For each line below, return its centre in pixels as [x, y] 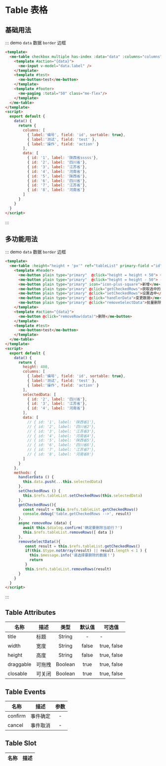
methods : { [25, 472]
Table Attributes [30, 613]
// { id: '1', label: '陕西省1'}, [62, 422]
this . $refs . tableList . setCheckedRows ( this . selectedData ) [83, 495]
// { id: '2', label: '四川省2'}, [62, 426]
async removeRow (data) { [45, 523]
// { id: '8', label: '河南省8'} [60, 454]
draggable [20, 664]
